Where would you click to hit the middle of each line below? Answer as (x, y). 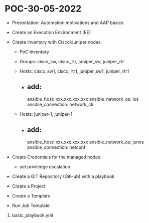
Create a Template (31, 195)
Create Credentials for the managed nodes (56, 157)
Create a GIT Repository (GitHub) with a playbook (63, 176)
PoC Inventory (34, 52)
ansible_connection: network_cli (60, 104)
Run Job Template (31, 205)
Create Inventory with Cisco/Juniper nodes (56, 42)
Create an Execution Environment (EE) (51, 32)
